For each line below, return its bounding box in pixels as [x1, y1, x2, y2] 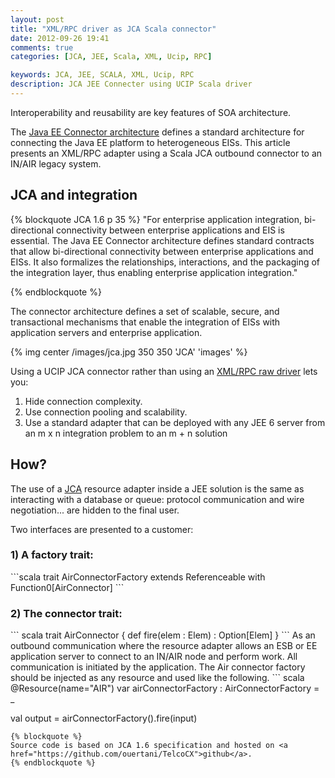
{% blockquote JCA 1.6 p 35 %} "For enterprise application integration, [10, 213, 302, 225]
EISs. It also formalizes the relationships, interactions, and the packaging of [10, 256, 321, 268]
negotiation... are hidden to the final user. [10, 504, 180, 516]
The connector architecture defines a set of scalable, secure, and [10, 305, 280, 317]
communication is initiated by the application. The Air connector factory [10, 661, 306, 673]
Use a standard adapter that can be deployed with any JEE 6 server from [24, 416, 326, 428]
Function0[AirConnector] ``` [10, 581, 125, 593]
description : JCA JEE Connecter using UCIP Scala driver [10, 79, 253, 90]
